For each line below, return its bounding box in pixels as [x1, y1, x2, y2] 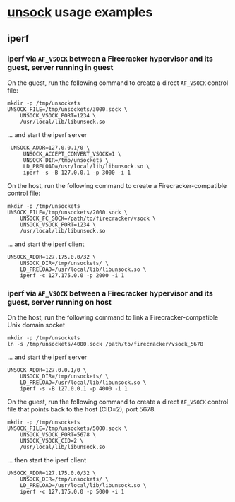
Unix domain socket [7, 321, 66, 329]
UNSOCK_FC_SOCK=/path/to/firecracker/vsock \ [20, 215, 157, 222]
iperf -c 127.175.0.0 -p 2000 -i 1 [20, 272, 125, 279]
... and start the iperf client [7, 240, 85, 248]
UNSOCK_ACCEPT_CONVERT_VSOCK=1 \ [23, 150, 121, 158]
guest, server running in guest [7, 62, 114, 72]
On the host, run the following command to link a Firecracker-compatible [7, 313, 219, 322]
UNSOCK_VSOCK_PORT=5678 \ [20, 431, 97, 438]
